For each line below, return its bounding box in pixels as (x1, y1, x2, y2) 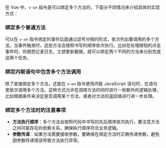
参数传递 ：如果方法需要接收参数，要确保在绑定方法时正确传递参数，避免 (12, 131, 160, 137)
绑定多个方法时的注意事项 (5, 106, 66, 113)
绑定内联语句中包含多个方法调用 (5, 68, 82, 75)
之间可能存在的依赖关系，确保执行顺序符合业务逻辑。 (12, 125, 121, 131)
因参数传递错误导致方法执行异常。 (12, 137, 82, 143)
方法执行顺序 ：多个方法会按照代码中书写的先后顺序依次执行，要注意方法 (12, 118, 160, 125)
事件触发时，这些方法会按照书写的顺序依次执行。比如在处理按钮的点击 (18, 43, 161, 49)
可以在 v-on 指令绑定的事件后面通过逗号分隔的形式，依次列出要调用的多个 (5, 36, 155, 42)
